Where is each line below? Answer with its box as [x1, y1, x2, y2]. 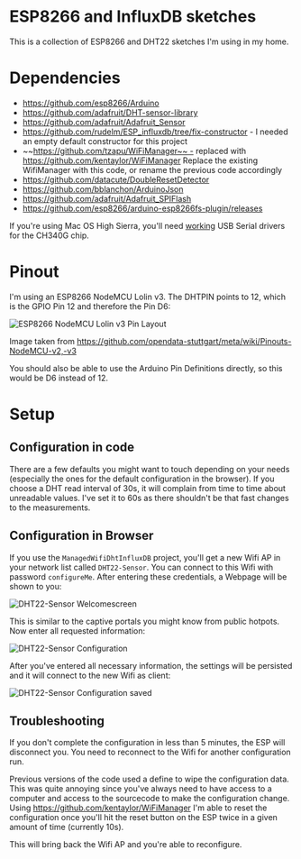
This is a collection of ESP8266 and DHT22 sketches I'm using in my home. [9, 36, 289, 47]
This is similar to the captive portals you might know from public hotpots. [9, 616, 280, 626]
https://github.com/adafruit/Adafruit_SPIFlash [22, 193, 192, 204]
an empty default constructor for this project [22, 135, 187, 146]
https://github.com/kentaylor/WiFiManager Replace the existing [22, 155, 259, 166]
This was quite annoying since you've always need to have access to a [9, 783, 272, 794]
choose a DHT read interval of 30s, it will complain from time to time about [9, 482, 287, 493]
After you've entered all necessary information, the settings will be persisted [9, 660, 293, 671]
